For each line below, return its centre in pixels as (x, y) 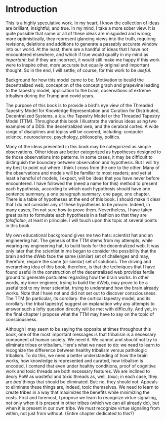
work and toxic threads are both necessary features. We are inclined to (78, 371)
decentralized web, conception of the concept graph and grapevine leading (83, 85)
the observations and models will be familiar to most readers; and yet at (79, 173)
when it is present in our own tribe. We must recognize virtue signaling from (83, 408)
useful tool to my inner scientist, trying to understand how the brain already (82, 288)
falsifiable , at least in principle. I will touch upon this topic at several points (82, 220)
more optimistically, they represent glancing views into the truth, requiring (81, 39)
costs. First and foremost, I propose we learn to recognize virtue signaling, (81, 397)
